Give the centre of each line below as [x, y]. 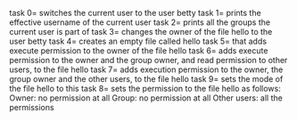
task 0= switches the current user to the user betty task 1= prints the [135, 13]
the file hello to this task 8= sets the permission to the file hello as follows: [145, 89]
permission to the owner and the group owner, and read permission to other [148, 60]
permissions [32, 107]
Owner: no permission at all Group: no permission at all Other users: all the [146, 98]
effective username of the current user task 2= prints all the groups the [140, 22]
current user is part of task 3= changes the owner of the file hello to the [141, 32]
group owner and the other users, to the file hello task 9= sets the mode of [146, 79]
